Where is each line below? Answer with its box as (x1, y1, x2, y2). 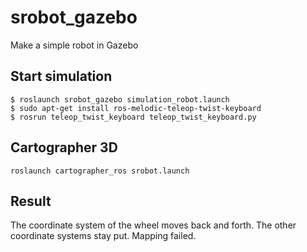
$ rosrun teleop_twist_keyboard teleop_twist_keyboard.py (10, 112, 257, 122)
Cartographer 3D (10, 139, 118, 156)
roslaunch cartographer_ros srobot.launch (10, 166, 190, 176)
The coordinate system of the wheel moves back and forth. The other (10, 219, 297, 231)
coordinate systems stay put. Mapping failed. (10, 230, 197, 242)
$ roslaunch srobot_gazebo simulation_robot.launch (10, 94, 230, 105)
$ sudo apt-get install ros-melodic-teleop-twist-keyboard (10, 103, 262, 113)
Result (10, 192, 52, 210)
